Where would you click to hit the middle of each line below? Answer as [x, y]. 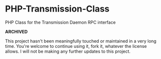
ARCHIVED [16, 31]
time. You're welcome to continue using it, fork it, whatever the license [76, 46]
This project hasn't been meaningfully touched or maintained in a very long [81, 41]
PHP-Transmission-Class [57, 9]
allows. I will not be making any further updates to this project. [68, 51]
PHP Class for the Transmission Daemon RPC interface [60, 22]
